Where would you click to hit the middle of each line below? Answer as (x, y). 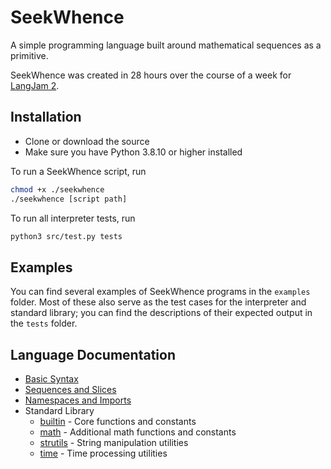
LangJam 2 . (35, 85)
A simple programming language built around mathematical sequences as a (166, 45)
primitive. (29, 55)
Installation (46, 117)
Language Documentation (93, 354)
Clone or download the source (87, 141)
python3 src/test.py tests (66, 236)
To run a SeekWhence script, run (78, 171)
